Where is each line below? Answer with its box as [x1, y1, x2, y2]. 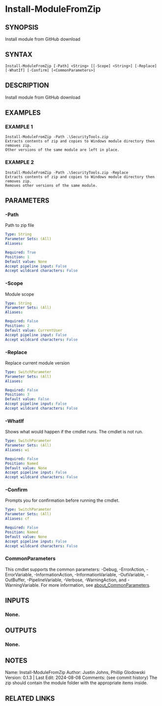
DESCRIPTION [5, 81, 49, 90]
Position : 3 [5, 392, 29, 397]
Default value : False [5, 397, 50, 402]
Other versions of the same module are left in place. [5, 147, 120, 152]
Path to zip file [5, 222, 34, 228]
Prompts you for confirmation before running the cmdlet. [5, 497, 120, 503]
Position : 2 [5, 323, 29, 328]
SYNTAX [5, 50, 33, 59]
